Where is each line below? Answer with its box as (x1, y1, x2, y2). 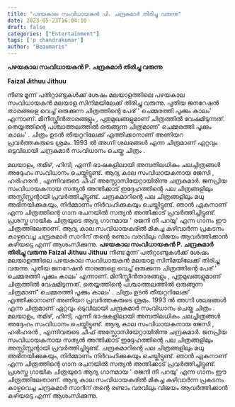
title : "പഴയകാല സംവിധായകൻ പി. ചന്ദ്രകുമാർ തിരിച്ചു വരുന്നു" (7, 10, 182, 18)
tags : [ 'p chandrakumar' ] (7, 37, 84, 44)
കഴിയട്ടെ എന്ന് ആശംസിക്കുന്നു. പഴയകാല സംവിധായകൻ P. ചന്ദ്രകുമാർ (7, 240, 214, 248)
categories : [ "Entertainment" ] (7, 30, 100, 38)
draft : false (7, 23, 46, 30)
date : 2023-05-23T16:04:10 (7, 17, 87, 24)
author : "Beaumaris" (7, 43, 69, 50)
